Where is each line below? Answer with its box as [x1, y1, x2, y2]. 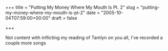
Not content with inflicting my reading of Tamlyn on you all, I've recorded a [5, 35, 163, 40]
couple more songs [5, 40, 46, 46]
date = [86, 10, 100, 16]
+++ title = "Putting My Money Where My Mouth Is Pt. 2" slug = [5, 5, 140, 10]
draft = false [51, 15, 78, 21]
